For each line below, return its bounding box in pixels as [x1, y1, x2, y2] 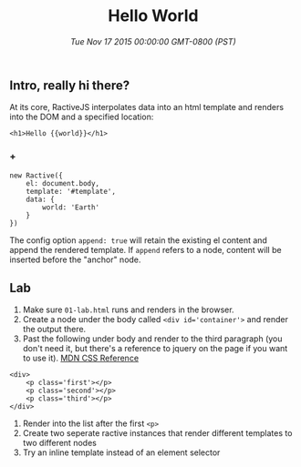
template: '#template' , [26, 187, 117, 196]
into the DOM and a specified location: [9, 111, 154, 123]
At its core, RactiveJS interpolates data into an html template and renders [9, 102, 285, 113]
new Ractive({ [9, 170, 64, 180]
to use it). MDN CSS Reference [22, 352, 140, 364]
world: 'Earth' [42, 202, 100, 212]
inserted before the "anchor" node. [9, 254, 141, 265]
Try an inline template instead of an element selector [22, 447, 221, 458]
